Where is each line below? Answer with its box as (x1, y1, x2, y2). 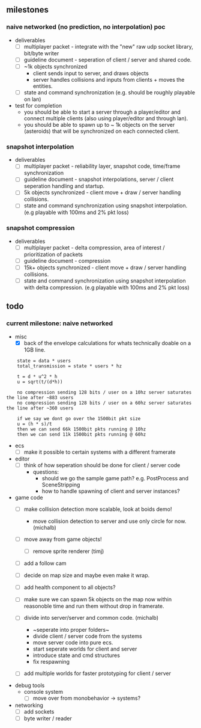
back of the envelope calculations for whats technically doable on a (23, 339, 191, 346)
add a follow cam (23, 560, 67, 567)
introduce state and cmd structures (32, 652, 120, 659)
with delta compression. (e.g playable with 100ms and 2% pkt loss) (23, 284, 190, 291)
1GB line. (23, 346, 46, 353)
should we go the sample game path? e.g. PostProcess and (41, 474, 189, 482)
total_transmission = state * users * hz (17, 363, 122, 369)
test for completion (14, 102, 62, 109)
